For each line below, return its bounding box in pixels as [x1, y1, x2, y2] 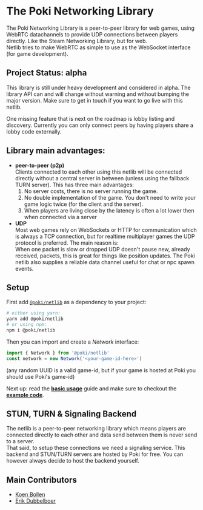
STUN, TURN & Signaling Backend [6, 409, 137, 420]
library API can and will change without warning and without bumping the [6, 90, 190, 98]
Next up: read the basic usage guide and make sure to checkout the [6, 384, 177, 392]
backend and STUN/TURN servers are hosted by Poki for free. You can [6, 450, 184, 458]
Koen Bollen [15, 491, 45, 498]
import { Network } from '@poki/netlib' [6, 350, 110, 356]
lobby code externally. [6, 127, 62, 135]
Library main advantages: [6, 146, 105, 156]
